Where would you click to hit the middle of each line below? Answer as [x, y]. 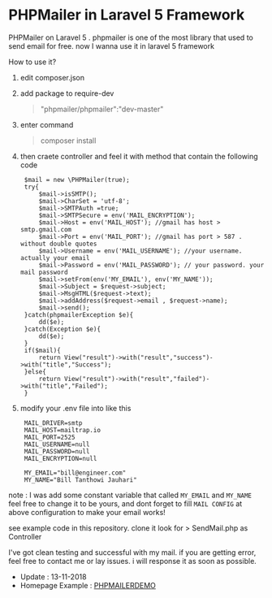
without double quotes [58, 244]
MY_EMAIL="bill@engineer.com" [75, 473]
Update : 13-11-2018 [53, 576]
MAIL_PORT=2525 [50, 437]
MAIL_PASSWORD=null [57, 451]
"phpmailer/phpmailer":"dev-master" [102, 109]
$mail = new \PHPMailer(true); [77, 180]
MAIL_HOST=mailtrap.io [63, 430]
